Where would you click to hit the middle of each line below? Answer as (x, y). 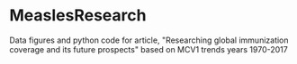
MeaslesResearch (78, 16)
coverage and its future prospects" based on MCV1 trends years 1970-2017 (148, 49)
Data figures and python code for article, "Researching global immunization (149, 40)
